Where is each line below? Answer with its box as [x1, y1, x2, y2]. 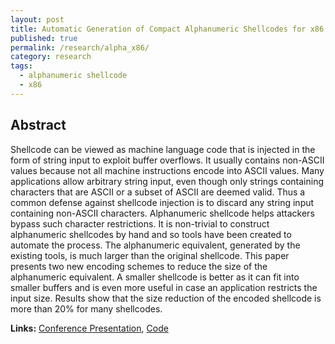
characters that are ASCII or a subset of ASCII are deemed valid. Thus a [10, 186, 306, 198]
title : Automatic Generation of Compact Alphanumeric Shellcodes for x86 [10, 24, 325, 34]
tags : [10, 61, 33, 71]
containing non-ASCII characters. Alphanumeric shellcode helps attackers [10, 207, 315, 219]
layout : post [10, 14, 65, 25]
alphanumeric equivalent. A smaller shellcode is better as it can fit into [10, 271, 300, 283]
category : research [10, 52, 92, 62]
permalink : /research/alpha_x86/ [10, 42, 150, 53]
